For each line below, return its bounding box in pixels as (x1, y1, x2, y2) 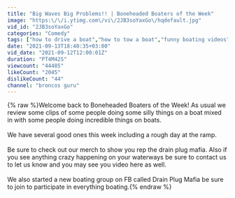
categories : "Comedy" (7, 29, 71, 37)
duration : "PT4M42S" (7, 56, 68, 63)
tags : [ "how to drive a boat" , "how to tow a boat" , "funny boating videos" (7, 36, 230, 43)
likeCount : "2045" (7, 69, 61, 76)
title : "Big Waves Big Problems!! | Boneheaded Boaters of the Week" (7, 10, 215, 17)
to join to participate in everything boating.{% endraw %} (7, 183, 173, 191)
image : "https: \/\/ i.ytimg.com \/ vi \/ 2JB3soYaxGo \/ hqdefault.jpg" (7, 17, 201, 24)
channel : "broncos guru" (7, 82, 80, 89)
